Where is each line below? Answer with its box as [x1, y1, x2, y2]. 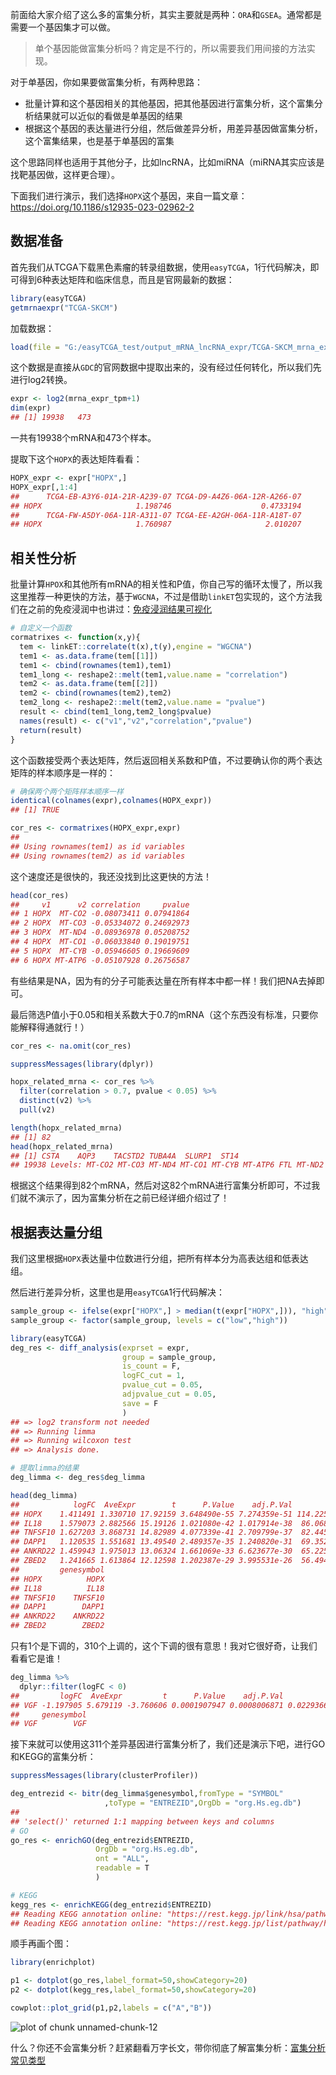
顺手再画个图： [10, 1938, 72, 1950]
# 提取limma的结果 [10, 1463, 80, 1473]
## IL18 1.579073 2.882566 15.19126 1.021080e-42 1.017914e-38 [10, 1518, 293, 1528]
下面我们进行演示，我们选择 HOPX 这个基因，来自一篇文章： [10, 190, 248, 202]
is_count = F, [121, 1361, 182, 1372]
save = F [121, 1398, 159, 1408]
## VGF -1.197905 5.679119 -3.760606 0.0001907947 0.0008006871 [10, 1700, 284, 1710]
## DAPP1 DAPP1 [10, 1602, 105, 1612]
